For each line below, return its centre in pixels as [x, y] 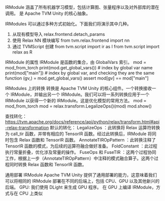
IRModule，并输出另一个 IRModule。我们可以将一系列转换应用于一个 [80, 94]
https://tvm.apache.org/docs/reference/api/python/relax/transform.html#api [82, 122]
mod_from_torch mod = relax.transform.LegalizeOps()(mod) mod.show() [78, 106]
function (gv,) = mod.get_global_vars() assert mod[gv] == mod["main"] [77, 78]
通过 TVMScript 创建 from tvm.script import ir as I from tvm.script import [86, 46]
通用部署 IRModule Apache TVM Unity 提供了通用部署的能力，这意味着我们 [81, 175]
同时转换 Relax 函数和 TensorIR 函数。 [48, 164]
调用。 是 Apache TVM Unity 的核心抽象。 [48, 13]
